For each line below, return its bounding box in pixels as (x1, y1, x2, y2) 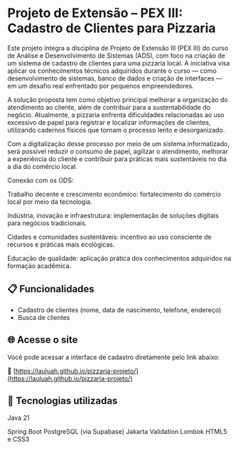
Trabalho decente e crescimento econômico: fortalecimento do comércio (7, 190, 222, 198)
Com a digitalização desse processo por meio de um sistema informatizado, (7, 139, 229, 148)
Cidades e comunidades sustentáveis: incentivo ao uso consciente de (7, 232, 212, 241)
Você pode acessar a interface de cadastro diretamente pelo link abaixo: (7, 353, 220, 361)
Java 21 (7, 413, 30, 422)
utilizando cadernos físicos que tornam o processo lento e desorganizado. (7, 125, 225, 134)
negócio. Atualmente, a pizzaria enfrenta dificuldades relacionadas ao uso (7, 110, 225, 119)
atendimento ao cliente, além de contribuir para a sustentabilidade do (7, 103, 211, 111)
